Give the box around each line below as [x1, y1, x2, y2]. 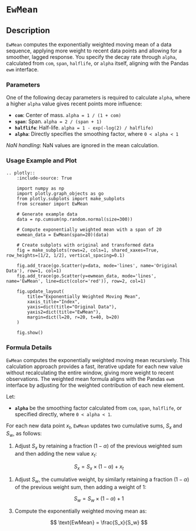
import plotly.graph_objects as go [16, 190, 104, 197]
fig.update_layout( [16, 288, 65, 294]
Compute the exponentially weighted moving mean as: [14, 507, 147, 515]
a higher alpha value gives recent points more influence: [6, 100, 142, 107]
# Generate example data [16, 211, 78, 217]
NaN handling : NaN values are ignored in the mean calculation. [6, 142, 159, 149]
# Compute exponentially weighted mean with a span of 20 [16, 227, 162, 233]
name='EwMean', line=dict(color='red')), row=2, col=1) [6, 278, 146, 284]
